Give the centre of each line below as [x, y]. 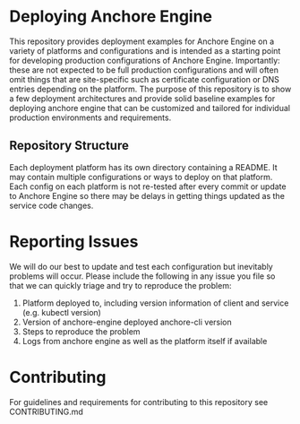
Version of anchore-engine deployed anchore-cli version [127, 322]
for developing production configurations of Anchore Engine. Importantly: [145, 60]
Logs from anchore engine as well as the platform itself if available [145, 341]
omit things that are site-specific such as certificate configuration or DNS [144, 79]
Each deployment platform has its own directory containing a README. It [143, 167]
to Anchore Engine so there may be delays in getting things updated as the [147, 195]
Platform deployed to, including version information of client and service [155, 303]
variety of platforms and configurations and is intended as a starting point [145, 50]
